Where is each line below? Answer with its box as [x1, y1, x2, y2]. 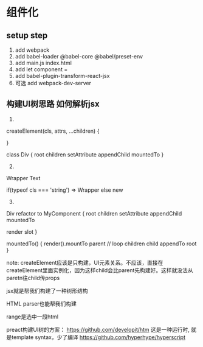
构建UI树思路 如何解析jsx [6, 99, 100, 110]
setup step [6, 30, 48, 40]
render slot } [6, 228, 38, 235]
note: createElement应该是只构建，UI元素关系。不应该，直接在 [6, 259, 163, 266]
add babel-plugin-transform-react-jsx [15, 72, 110, 79]
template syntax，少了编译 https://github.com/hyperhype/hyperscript [11, 333, 185, 341]
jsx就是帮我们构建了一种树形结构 [6, 287, 88, 294]
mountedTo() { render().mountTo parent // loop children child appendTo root [6, 240, 197, 247]
